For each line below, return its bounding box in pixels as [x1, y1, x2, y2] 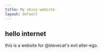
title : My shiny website [5, 7, 55, 12]
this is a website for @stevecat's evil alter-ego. [5, 42, 98, 49]
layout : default [5, 12, 38, 17]
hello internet [5, 30, 46, 38]
